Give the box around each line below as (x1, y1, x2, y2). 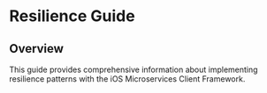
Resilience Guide (9, 6, 135, 26)
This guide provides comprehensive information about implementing (9, 64, 258, 75)
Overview (9, 41, 65, 56)
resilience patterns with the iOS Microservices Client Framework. (9, 74, 246, 84)
